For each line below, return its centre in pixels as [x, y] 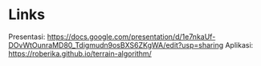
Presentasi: [27, 37]
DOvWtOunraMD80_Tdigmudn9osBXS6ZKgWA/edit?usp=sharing [116, 45]
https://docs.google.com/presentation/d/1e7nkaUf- [131, 37]
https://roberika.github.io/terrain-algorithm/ [80, 53]
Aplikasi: [239, 45]
